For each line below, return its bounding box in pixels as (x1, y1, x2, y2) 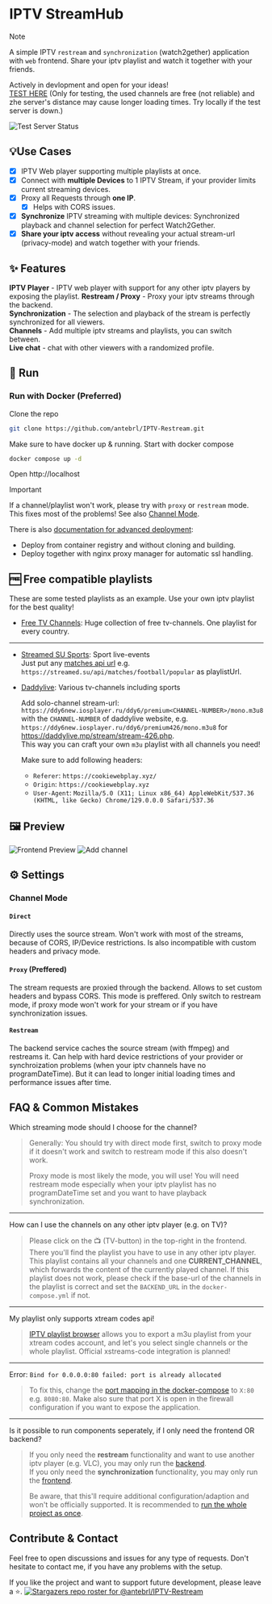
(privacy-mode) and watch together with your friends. (20, 238, 200, 248)
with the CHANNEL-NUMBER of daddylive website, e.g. (20, 714, 189, 723)
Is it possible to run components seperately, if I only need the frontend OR (9, 1426, 255, 1435)
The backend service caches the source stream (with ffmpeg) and (9, 1043, 229, 1053)
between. (9, 334, 41, 344)
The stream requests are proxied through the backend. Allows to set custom (9, 982, 262, 992)
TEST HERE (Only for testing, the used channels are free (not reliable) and (9, 88, 255, 98)
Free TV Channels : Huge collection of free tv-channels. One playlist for (20, 618, 257, 628)
